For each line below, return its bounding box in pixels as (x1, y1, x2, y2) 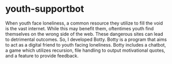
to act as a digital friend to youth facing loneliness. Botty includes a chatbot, (5, 41, 166, 48)
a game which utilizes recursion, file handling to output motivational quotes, (5, 47, 165, 53)
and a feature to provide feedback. (5, 52, 79, 59)
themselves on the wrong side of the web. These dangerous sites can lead (5, 31, 163, 37)
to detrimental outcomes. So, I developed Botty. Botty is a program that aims (5, 36, 167, 42)
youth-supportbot (5, 3, 84, 15)
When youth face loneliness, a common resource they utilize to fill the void (5, 20, 163, 26)
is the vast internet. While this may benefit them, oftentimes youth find (5, 25, 154, 31)
